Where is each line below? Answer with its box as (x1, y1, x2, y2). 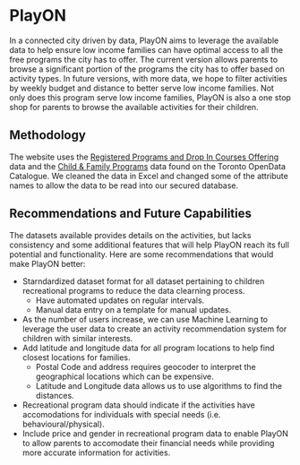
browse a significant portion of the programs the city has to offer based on (9, 64, 285, 74)
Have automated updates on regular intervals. (35, 295, 205, 306)
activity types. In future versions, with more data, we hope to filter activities (9, 73, 288, 83)
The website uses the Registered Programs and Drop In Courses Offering (9, 151, 279, 162)
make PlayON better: (9, 258, 86, 269)
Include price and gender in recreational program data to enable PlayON (21, 427, 289, 439)
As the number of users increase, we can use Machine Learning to (21, 314, 269, 324)
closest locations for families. (21, 351, 132, 363)
